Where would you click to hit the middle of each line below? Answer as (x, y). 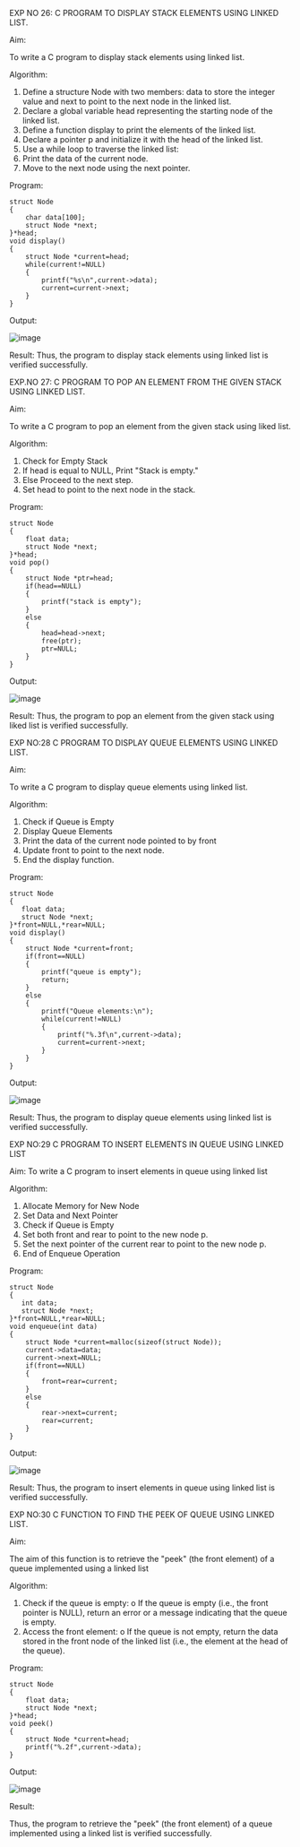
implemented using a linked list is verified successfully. (111, 1833)
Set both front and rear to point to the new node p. (115, 1234)
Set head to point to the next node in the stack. (109, 489)
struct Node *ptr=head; (70, 578)
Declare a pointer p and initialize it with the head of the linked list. (142, 139)
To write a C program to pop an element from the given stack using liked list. (150, 426)
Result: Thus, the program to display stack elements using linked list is (139, 355)
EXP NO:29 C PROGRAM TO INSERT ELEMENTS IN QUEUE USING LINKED (146, 1144)
